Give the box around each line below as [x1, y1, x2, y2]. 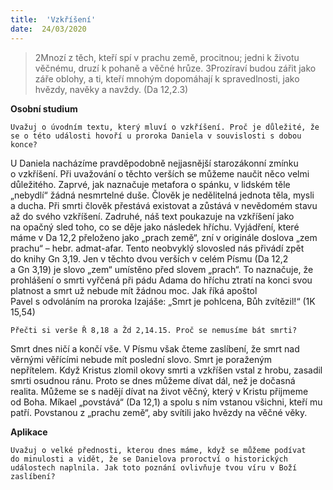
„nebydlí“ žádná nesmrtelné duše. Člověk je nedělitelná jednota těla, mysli [10, 189, 315, 201]
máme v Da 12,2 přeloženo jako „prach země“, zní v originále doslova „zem [10, 231, 318, 243]
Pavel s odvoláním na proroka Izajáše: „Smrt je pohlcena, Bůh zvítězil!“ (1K [10, 295, 316, 307]
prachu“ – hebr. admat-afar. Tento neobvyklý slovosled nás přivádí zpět [10, 242, 305, 254]
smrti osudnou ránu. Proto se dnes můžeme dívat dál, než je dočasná [10, 374, 296, 386]
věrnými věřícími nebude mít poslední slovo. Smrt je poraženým [10, 353, 273, 365]
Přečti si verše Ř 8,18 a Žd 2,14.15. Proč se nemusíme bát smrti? [10, 325, 298, 335]
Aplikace [10, 426, 48, 438]
